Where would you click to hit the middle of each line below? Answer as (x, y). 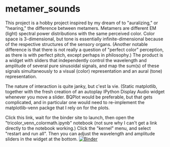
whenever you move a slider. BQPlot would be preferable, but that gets (79, 97)
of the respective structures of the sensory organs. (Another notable (77, 44)
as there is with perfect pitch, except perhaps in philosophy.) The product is (84, 55)
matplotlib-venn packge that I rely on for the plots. (57, 108)
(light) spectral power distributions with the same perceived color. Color (80, 33)
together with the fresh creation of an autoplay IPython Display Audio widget (85, 91)
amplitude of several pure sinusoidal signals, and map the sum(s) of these (82, 66)
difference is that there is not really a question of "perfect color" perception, (84, 50)
